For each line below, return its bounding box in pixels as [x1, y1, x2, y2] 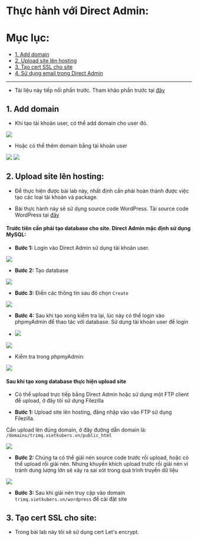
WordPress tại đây [14, 211, 60, 218]
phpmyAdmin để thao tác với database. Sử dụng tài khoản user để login [14, 318, 189, 325]
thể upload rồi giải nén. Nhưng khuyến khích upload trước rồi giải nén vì [14, 461, 189, 468]
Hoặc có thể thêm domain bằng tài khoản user [14, 142, 128, 149]
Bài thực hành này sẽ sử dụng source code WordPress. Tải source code [14, 205, 189, 212]
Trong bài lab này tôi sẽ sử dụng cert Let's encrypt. [14, 528, 140, 535]
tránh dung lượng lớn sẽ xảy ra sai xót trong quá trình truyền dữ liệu [14, 466, 179, 474]
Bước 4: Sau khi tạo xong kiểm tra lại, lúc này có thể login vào [14, 312, 165, 319]
